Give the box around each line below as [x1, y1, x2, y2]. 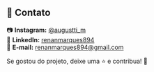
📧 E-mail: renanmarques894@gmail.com [6, 43, 124, 51]
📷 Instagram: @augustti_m [6, 26, 86, 34]
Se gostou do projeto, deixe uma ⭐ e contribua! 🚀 [6, 57, 148, 65]
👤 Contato [6, 7, 51, 19]
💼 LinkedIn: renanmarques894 [6, 35, 95, 44]
